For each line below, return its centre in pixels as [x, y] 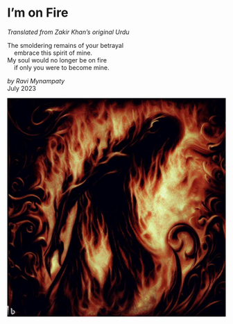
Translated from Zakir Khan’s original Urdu [68, 32]
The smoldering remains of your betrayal [65, 45]
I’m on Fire [38, 13]
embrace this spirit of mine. [53, 53]
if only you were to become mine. [61, 67]
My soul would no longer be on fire [57, 60]
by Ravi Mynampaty [36, 80]
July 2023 [22, 88]
